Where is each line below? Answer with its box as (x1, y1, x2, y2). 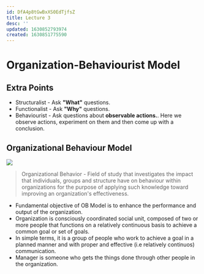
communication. (15, 247, 56, 254)
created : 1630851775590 (6, 32, 67, 38)
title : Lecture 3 (6, 15, 51, 21)
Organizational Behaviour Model (6, 142, 132, 153)
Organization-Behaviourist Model (6, 58, 181, 72)
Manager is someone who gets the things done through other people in (15, 254, 195, 261)
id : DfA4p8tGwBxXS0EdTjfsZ (6, 9, 75, 15)
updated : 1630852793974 (6, 26, 67, 32)
